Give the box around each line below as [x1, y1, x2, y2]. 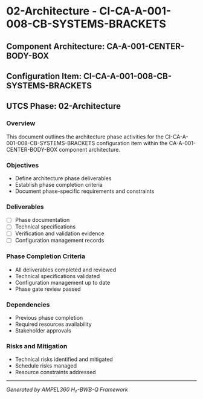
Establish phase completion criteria [14, 181, 103, 188]
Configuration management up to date [14, 279, 111, 286]
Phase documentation [14, 216, 70, 224]
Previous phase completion [14, 314, 83, 322]
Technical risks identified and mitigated [14, 355, 113, 363]
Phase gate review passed [14, 285, 81, 293]
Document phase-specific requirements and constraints [14, 187, 155, 195]
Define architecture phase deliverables [14, 174, 112, 182]
